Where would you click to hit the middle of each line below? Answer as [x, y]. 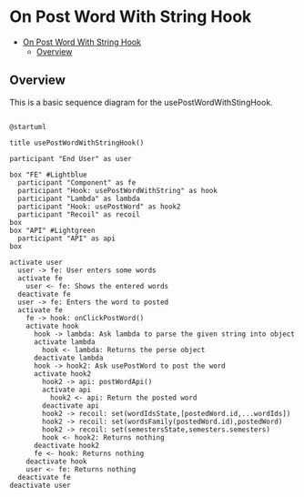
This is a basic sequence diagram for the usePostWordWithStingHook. [141, 102]
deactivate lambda [68, 358]
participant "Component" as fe [77, 183]
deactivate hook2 [66, 445]
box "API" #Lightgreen [52, 230]
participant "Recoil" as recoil [79, 214]
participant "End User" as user [71, 158]
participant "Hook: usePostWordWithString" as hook [118, 190]
